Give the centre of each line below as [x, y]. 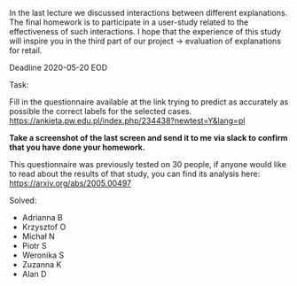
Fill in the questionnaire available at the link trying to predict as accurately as [149, 102]
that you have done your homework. [78, 147]
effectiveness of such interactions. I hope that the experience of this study [145, 31]
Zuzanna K [42, 264]
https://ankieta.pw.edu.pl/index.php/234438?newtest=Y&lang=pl [127, 120]
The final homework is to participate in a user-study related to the [129, 22]
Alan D [34, 274]
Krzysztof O [44, 227]
